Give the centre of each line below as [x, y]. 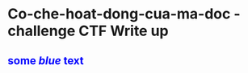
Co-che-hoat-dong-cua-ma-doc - [124, 14]
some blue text [46, 61]
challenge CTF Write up [88, 31]
